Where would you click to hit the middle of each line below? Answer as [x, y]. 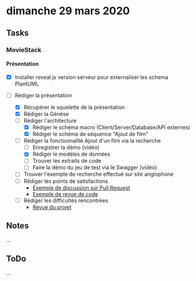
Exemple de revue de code [65, 194]
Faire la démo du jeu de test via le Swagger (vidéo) [95, 168]
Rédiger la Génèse [46, 113]
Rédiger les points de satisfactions [66, 181]
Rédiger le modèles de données [71, 154]
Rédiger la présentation [43, 95]
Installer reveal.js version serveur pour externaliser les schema [91, 77]
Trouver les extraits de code [67, 161]
